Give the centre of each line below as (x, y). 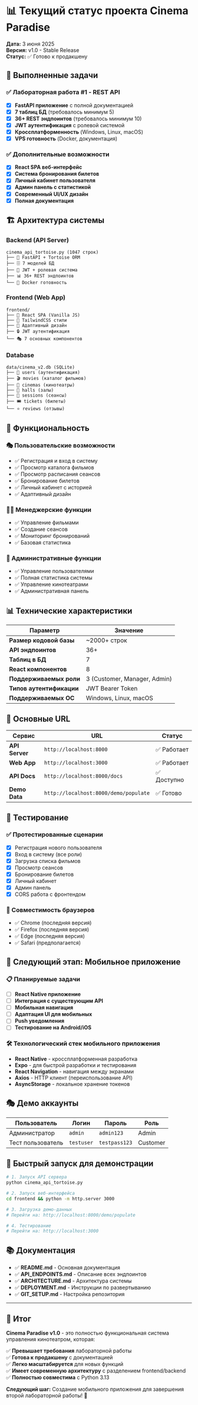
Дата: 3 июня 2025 (30, 44)
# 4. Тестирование (29, 1226)
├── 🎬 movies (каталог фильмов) (46, 378)
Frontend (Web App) (36, 298)
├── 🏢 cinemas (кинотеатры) (41, 385)
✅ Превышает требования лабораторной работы (69, 1351)
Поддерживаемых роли (45, 679)
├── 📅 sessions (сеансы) (37, 395)
